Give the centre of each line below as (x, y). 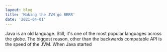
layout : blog (19, 10)
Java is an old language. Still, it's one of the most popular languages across (83, 34)
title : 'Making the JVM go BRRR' (40, 15)
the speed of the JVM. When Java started (49, 44)
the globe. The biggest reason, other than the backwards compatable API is (83, 39)
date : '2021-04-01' (26, 19)
